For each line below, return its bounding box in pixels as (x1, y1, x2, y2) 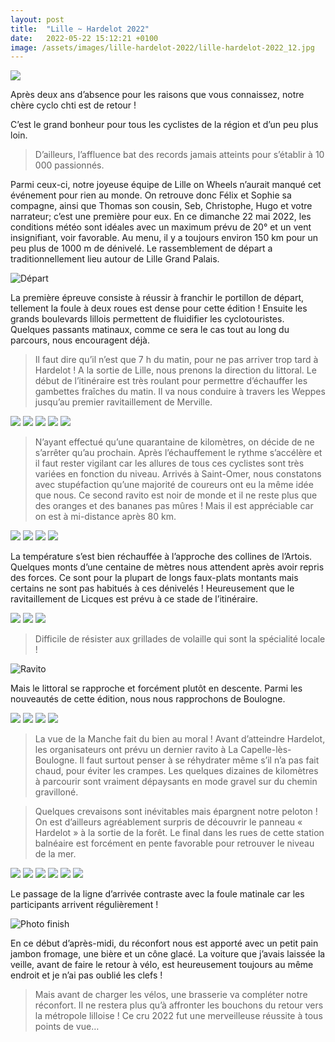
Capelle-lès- (239, 744, 292, 756)
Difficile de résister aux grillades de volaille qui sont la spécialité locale (34, 633, 326, 645)
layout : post (10, 14, 65, 25)
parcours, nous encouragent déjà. (10, 334, 150, 346)
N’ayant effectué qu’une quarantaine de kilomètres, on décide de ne (34, 436, 315, 448)
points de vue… (34, 1021, 100, 1033)
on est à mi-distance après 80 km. (34, 511, 177, 523)
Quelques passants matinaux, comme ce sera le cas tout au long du (10, 324, 290, 336)
